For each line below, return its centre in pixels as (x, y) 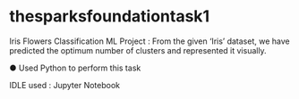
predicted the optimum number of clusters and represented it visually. (138, 50)
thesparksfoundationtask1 (110, 16)
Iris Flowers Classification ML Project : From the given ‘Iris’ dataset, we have (149, 41)
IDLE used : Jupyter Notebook (65, 85)
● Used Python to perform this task (75, 68)
